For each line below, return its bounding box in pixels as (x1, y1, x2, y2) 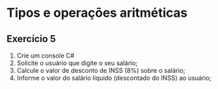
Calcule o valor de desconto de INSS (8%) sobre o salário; (16, 67, 186, 74)
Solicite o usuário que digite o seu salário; (16, 59, 138, 67)
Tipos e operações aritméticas (6, 5, 188, 21)
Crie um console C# (16, 51, 75, 60)
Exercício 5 (6, 33, 57, 45)
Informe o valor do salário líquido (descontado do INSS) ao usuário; (16, 74, 212, 82)
